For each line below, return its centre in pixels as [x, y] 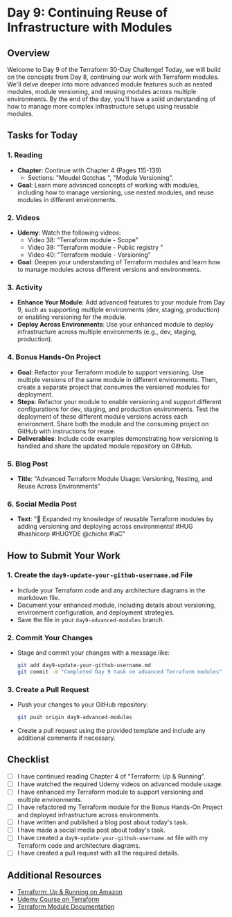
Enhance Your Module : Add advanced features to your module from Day [121, 302]
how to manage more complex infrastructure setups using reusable [103, 106]
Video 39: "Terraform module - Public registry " [95, 247]
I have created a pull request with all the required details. [98, 853]
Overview [29, 53]
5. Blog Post [28, 464]
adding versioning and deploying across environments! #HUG [105, 527]
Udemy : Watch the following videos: [69, 233]
